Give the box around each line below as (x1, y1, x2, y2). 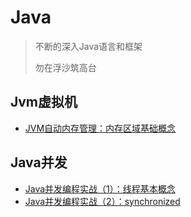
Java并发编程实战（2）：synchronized (24, 195, 181, 207)
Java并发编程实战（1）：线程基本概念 (24, 182, 176, 195)
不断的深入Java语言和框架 (34, 40, 143, 52)
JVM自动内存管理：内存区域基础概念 (24, 122, 177, 134)
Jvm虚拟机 (10, 94, 78, 111)
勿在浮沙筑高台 (34, 61, 97, 73)
